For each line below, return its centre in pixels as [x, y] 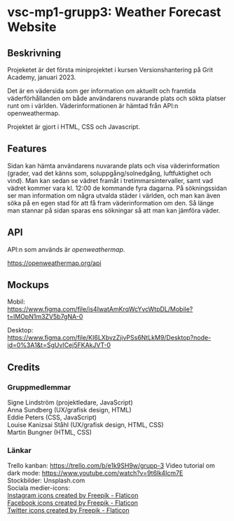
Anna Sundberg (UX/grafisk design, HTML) [69, 410]
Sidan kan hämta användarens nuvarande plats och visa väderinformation [113, 165]
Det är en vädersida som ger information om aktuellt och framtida [102, 91]
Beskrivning [34, 53]
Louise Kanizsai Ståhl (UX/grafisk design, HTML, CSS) [85, 425]
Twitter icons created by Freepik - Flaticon [68, 510]
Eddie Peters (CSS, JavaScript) [52, 417]
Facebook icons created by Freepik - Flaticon [73, 503]
